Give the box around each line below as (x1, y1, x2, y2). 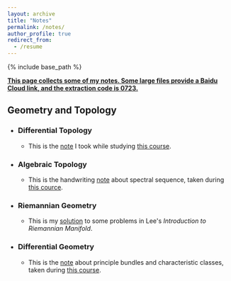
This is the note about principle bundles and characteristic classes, (28, 258, 225, 266)
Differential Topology (17, 125, 92, 135)
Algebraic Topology (17, 159, 87, 169)
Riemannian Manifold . (28, 224, 93, 233)
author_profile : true (7, 30, 72, 38)
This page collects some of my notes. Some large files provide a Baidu (7, 76, 218, 85)
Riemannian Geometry (17, 200, 97, 210)
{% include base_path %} (7, 63, 82, 71)
